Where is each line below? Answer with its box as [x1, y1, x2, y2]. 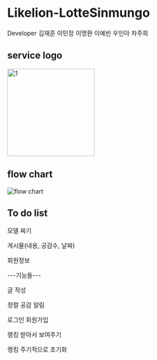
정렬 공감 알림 [7, 301, 45, 309]
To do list [7, 207, 48, 219]
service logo [7, 50, 63, 62]
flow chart [7, 168, 53, 180]
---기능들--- [7, 271, 42, 280]
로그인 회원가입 [7, 316, 49, 324]
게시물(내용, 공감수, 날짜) [7, 241, 75, 250]
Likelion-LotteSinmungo [7, 5, 150, 21]
